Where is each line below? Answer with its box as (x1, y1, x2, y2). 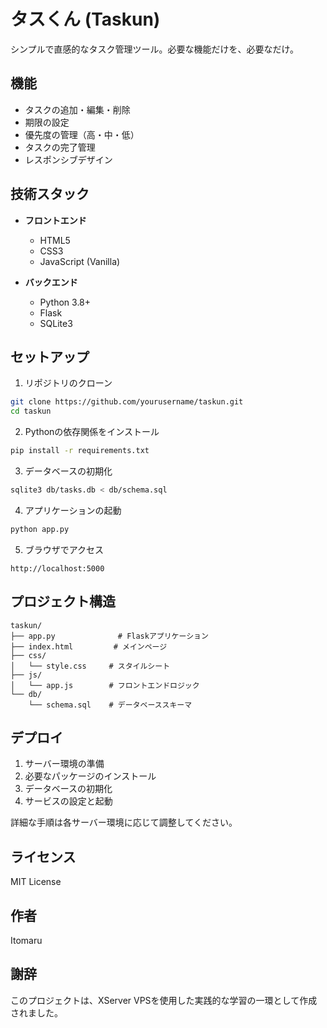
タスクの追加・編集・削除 (24, 103, 131, 115)
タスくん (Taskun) (10, 8, 161, 31)
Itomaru (10, 935, 43, 946)
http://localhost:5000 (10, 563, 105, 574)
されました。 (10, 1006, 63, 1019)
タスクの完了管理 (24, 141, 96, 153)
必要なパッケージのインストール (24, 770, 157, 782)
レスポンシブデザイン (24, 153, 113, 165)
